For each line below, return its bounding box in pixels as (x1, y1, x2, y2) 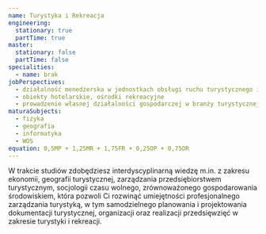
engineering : (8, 19, 51, 27)
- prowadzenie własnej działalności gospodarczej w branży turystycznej (15, 100, 260, 108)
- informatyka (15, 129, 62, 137)
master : (8, 41, 34, 49)
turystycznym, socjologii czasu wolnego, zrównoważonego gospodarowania (8, 183, 257, 193)
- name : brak (15, 71, 59, 79)
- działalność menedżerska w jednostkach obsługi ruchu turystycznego (15, 85, 253, 94)
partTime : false (15, 56, 69, 64)
